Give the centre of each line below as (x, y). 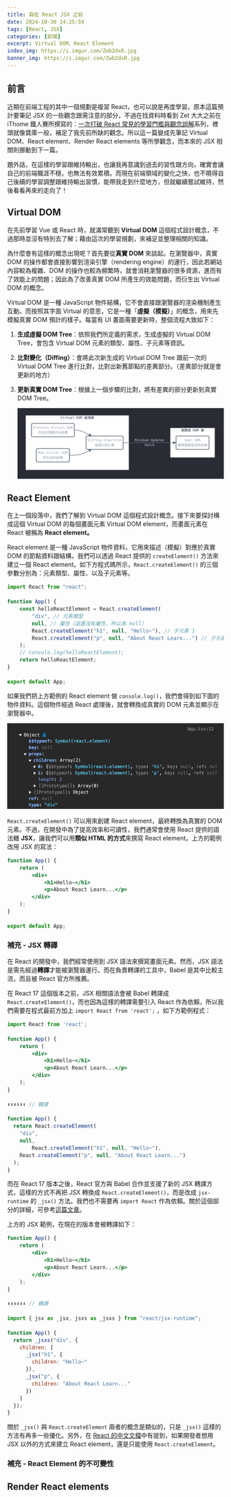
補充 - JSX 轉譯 (32, 945)
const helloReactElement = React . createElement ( (90, 609)
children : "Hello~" (60, 1362)
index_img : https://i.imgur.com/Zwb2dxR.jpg (72, 51)
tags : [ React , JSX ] (35, 29)
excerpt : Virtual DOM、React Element (61, 44)
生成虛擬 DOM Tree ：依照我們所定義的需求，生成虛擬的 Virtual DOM (114, 334)
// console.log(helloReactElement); (72, 653)
